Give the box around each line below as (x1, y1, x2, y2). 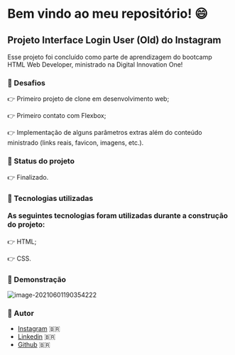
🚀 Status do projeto (7, 156, 75, 166)
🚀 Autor (7, 308, 34, 318)
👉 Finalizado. (7, 173, 49, 181)
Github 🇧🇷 (17, 340, 51, 349)
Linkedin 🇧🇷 (17, 332, 55, 341)
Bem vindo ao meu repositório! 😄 (7, 6, 208, 22)
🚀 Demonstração (7, 274, 66, 284)
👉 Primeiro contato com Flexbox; (7, 111, 106, 120)
